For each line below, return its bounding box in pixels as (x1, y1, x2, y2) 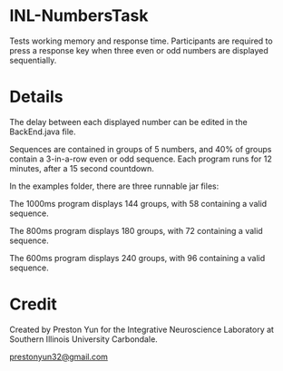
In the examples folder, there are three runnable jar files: (9, 181, 220, 191)
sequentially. (9, 54, 57, 65)
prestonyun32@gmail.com (9, 351, 109, 362)
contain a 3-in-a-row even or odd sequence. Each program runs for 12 (9, 153, 272, 164)
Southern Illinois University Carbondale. (9, 333, 159, 345)
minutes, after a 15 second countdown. (9, 162, 154, 173)
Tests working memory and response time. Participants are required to (9, 35, 274, 46)
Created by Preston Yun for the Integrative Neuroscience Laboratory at (9, 324, 275, 335)
